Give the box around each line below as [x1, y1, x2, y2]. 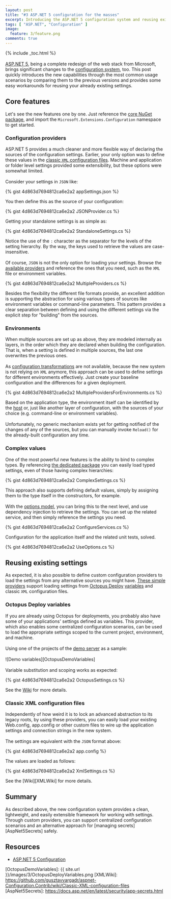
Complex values [5, 445, 46, 452]
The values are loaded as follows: [5, 758, 76, 764]
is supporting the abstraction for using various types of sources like [5, 296, 148, 302]
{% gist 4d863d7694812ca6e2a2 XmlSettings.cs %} [5, 768, 116, 774]
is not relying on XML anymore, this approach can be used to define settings [5, 369, 163, 375]
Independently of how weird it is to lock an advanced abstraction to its [5, 711, 153, 717]
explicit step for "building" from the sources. [5, 312, 98, 318]
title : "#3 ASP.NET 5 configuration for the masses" [5, 12, 120, 17]
